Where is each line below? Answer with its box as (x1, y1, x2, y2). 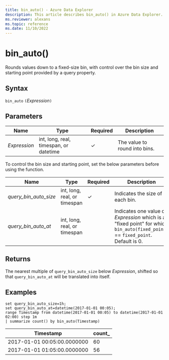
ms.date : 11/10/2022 (5, 26, 49, 31)
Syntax (5, 84, 28, 93)
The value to (117, 139, 147, 146)
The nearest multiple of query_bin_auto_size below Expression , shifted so (5, 268, 158, 274)
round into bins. (117, 145, 155, 152)
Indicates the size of (114, 190, 162, 197)
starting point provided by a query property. (5, 70, 97, 76)
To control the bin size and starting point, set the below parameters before (5, 161, 159, 167)
